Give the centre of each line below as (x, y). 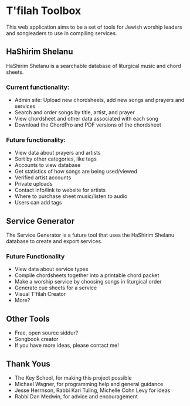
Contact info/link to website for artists (60, 190)
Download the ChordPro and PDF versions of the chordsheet (88, 125)
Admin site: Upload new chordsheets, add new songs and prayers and (99, 100)
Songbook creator (36, 339)
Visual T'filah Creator (40, 294)
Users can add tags (38, 203)
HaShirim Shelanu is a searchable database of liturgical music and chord (94, 66)
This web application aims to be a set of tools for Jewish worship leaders (94, 27)
